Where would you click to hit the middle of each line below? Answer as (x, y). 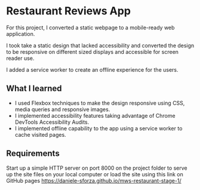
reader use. (20, 58)
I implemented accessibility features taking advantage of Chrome (95, 115)
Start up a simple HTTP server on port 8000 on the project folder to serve (97, 168)
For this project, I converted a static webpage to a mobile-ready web (90, 27)
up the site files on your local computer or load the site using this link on (95, 174)
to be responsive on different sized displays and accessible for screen (93, 51)
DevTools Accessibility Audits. (52, 122)
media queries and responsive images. (62, 109)
